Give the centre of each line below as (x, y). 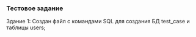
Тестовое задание (35, 8)
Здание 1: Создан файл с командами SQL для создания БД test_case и (98, 21)
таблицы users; (26, 27)
